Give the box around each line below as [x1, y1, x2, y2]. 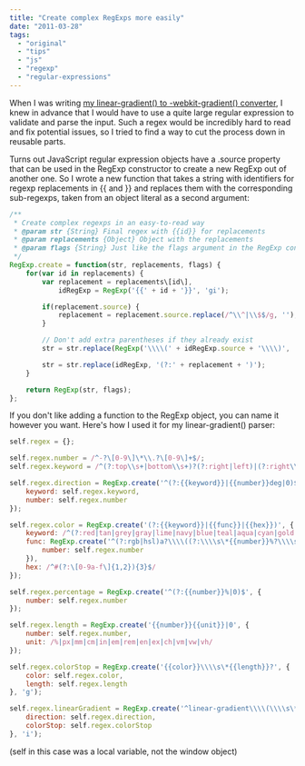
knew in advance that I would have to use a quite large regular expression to [9, 106, 295, 118]
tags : [9, 30, 30, 39]
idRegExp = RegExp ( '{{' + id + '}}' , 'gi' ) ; [57, 285, 230, 295]
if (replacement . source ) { [42, 302, 141, 312]
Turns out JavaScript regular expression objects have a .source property [9, 154, 281, 164]
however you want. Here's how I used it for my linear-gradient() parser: [9, 420, 275, 431]
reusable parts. [9, 135, 66, 146]
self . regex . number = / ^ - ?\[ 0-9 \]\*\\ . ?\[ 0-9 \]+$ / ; [9, 453, 205, 463]
